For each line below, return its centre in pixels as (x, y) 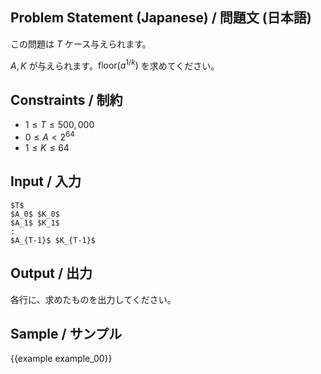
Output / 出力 (51, 273)
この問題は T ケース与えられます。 (81, 44)
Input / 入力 (46, 181)
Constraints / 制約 (66, 99)
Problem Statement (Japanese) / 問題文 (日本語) (161, 18)
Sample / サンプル (66, 333)
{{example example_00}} (61, 359)
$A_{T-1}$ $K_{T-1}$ (53, 240)
